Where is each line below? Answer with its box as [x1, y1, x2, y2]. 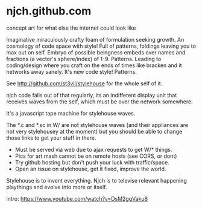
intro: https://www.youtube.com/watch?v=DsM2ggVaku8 [6, 195, 148, 202]
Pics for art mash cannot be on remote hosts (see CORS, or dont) [14, 152, 177, 160]
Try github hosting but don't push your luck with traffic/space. [14, 158, 170, 166]
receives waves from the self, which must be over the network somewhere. [6, 98, 193, 105]
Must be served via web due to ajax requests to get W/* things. [14, 146, 172, 153]
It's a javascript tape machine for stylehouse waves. [6, 109, 136, 117]
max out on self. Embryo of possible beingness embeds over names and [6, 48, 186, 56]
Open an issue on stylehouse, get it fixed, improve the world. [14, 165, 166, 172]
